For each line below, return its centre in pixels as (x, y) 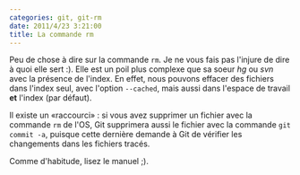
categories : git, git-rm (56, 17)
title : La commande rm (51, 34)
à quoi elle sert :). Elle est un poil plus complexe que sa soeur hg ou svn (141, 69)
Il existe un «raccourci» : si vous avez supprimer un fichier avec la (131, 115)
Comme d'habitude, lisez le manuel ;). (79, 162)
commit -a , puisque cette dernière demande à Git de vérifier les (126, 135)
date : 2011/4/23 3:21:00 (56, 26)
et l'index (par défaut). (51, 98)
